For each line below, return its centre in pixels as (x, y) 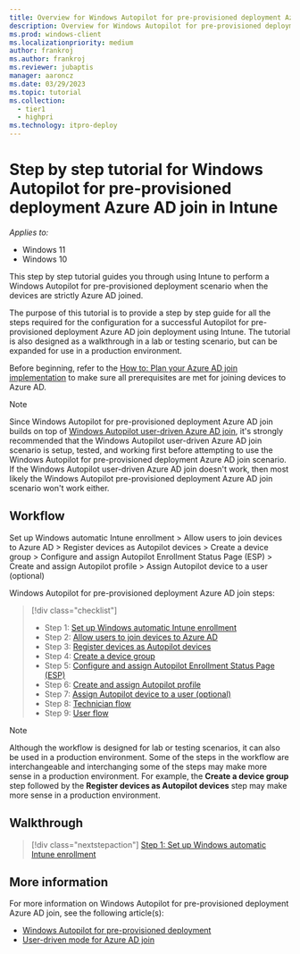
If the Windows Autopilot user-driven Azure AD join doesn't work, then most (149, 469)
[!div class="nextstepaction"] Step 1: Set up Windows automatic (149, 844)
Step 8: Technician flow (88, 703)
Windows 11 (44, 249)
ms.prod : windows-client (55, 34)
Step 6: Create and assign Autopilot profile (122, 684)
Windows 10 (45, 259)
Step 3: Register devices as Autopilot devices (128, 646)
